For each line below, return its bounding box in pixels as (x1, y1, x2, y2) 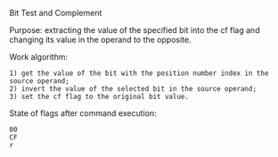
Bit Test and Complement (9, 8, 102, 18)
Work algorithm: (9, 52, 69, 62)
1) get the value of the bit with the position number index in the (9, 69, 269, 78)
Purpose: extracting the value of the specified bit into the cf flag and (9, 25, 260, 35)
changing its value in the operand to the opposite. (9, 35, 192, 45)
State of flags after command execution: (9, 108, 158, 119)
